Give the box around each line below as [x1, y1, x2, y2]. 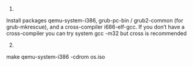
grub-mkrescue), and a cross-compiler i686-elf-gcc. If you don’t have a [6, 24, 185, 30]
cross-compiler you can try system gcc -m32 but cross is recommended [6, 30, 187, 37]
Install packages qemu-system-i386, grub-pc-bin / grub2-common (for [6, 17, 183, 24]
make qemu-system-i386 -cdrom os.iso [6, 53, 106, 60]
